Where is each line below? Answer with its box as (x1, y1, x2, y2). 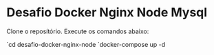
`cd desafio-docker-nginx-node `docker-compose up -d (6, 40, 166, 48)
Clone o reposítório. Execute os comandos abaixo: (6, 27, 149, 35)
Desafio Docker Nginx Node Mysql (6, 5, 208, 20)
